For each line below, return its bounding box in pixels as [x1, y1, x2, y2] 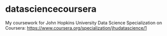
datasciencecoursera [5, 3, 97, 15]
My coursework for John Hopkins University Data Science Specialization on [5, 20, 162, 26]
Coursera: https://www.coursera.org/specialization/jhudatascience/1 [5, 25, 147, 31]
